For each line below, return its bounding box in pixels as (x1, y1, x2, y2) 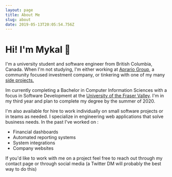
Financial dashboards (12, 129, 59, 135)
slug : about (5, 17, 31, 22)
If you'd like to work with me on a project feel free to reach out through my (5, 155, 163, 162)
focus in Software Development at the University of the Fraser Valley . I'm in (5, 93, 164, 99)
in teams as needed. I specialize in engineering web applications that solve (5, 113, 164, 120)
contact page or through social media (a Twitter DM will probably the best (5, 161, 162, 167)
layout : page (5, 7, 33, 13)
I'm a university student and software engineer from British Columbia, (5, 61, 152, 67)
